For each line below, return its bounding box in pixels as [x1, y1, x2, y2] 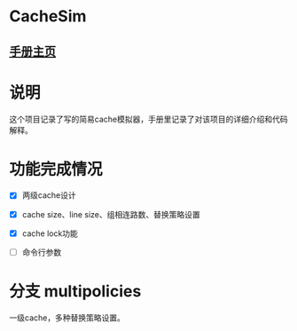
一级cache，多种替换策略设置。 [9, 312, 126, 323]
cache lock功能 [21, 228, 78, 239]
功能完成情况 [9, 159, 104, 179]
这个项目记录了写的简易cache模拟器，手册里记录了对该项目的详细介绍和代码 [9, 114, 288, 124]
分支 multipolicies [9, 281, 142, 301]
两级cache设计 [21, 190, 77, 201]
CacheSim [9, 6, 87, 27]
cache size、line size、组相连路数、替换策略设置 [21, 209, 201, 219]
